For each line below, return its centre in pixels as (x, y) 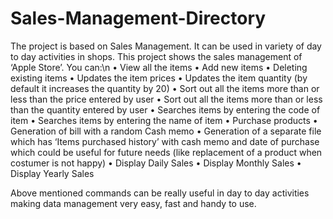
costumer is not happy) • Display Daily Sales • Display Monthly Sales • (156, 163)
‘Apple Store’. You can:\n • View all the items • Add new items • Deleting (159, 67)
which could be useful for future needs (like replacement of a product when (166, 152)
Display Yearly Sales (52, 173)
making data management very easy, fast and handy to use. (133, 203)
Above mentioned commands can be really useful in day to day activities (160, 193)
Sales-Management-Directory (138, 18)
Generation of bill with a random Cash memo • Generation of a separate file (166, 131)
